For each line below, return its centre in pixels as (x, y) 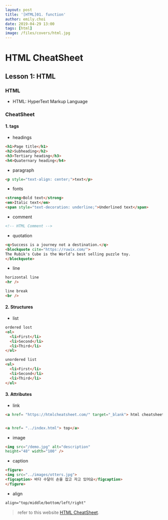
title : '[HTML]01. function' (35, 15)
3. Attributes (18, 394)
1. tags (12, 126)
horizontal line (22, 278)
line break (16, 291)
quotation (22, 235)
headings (22, 137)
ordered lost (19, 328)
